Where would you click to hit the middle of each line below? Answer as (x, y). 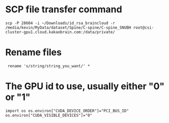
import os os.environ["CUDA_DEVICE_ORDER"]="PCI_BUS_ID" (67, 111)
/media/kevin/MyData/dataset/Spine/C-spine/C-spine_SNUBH (68, 27)
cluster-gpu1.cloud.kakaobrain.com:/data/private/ (60, 32)
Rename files (34, 53)
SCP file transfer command (64, 9)
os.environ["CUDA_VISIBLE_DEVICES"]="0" (49, 115)
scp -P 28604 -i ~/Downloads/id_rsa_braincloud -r (60, 23)
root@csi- (143, 27)
